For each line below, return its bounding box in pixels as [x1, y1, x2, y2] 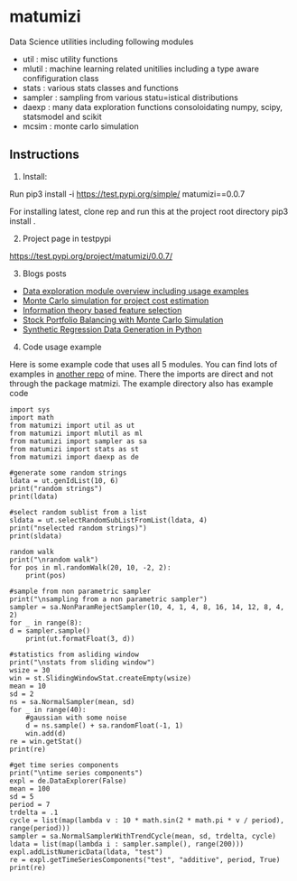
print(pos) [25, 570, 67, 580]
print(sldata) [9, 531, 63, 541]
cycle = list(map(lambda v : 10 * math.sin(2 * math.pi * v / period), [9, 815, 284, 825]
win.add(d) [25, 728, 67, 737]
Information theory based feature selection [22, 304, 182, 315]
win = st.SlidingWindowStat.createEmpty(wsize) [9, 673, 192, 682]
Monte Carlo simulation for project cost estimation [22, 295, 209, 306]
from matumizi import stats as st [9, 444, 140, 453]
